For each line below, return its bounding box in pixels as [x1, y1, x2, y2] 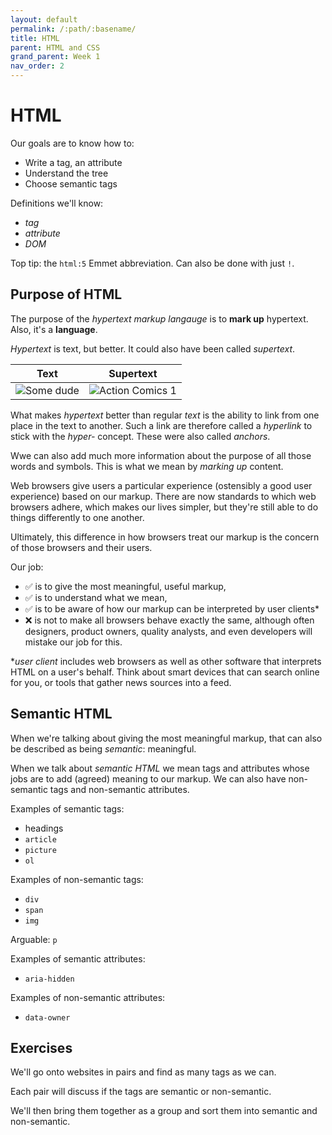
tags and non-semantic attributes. [49, 783, 190, 795]
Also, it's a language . [10, 323, 98, 335]
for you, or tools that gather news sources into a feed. [10, 676, 232, 688]
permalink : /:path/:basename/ [10, 24, 137, 34]
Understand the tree [24, 167, 109, 179]
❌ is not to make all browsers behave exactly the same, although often [24, 614, 315, 626]
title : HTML [10, 33, 60, 43]
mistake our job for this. [24, 636, 123, 648]
